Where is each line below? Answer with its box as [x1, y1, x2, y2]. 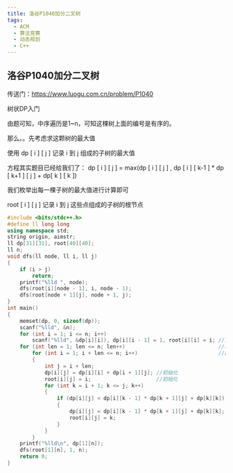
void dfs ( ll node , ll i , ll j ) [7, 253, 98, 260]
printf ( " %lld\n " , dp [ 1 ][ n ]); [19, 440, 104, 447]
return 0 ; [19, 453, 49, 460]
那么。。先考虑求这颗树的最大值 [7, 133, 96, 142]
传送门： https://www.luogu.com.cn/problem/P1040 [7, 90, 154, 98]
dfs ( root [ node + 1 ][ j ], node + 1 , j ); [19, 292, 132, 299]
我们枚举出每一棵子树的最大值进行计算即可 [7, 185, 129, 194]
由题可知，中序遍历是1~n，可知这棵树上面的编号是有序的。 [7, 119, 175, 127]
